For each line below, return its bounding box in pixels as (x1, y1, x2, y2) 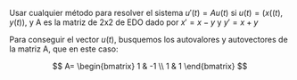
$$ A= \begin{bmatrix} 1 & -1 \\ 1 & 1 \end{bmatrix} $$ (52, 61, 248, 71)
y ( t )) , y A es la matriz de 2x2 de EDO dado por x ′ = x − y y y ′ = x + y (9, 17, 259, 28)
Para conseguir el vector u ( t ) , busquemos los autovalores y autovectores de (9, 35, 288, 44)
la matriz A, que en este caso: (9, 44, 119, 54)
